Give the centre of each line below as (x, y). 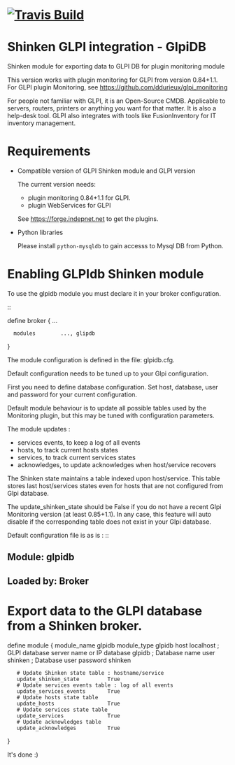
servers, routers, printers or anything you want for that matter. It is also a (112, 108)
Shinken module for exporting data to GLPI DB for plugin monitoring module (116, 66)
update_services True (68, 716)
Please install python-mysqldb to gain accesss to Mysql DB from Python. (120, 246)
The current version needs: (56, 185)
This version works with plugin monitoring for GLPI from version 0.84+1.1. (113, 80)
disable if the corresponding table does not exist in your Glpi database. (109, 522)
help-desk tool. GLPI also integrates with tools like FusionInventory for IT (112, 116)
